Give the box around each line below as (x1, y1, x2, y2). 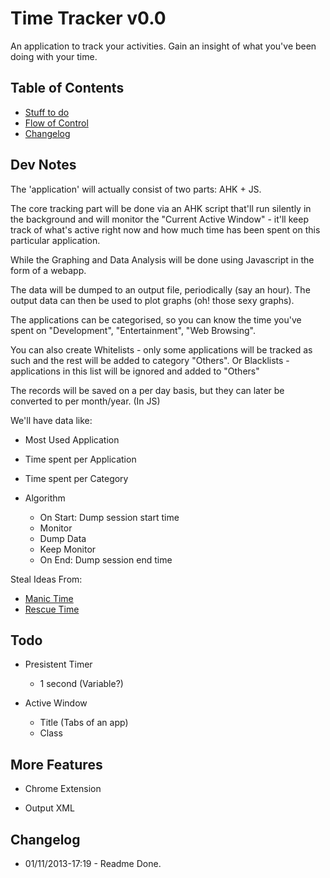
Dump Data (39, 532, 87, 544)
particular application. (10, 234, 101, 246)
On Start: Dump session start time (39, 511, 180, 523)
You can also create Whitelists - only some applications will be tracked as (10, 343, 313, 356)
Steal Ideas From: (10, 573, 83, 585)
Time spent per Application (24, 453, 137, 465)
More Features (10, 756, 103, 773)
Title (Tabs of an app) (39, 717, 129, 729)
